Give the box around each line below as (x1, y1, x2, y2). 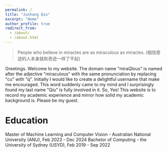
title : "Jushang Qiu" (5, 12, 50, 17)
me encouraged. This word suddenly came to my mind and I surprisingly (5, 81, 154, 87)
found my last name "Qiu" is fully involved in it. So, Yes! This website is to (5, 87, 156, 93)
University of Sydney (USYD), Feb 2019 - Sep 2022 (5, 142, 111, 148)
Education (5, 115, 48, 126)
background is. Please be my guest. (5, 97, 79, 103)
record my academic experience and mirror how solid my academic (5, 92, 144, 98)
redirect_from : (5, 26, 37, 31)
